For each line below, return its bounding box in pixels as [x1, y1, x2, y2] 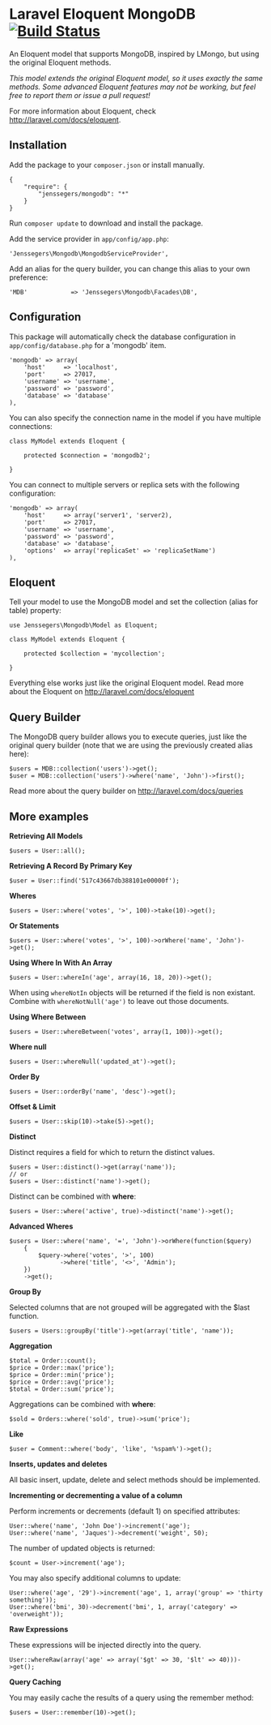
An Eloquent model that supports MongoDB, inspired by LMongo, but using [9, 49, 260, 58]
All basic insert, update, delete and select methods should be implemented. [9, 1475, 261, 1484]
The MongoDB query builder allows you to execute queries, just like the [9, 732, 248, 742]
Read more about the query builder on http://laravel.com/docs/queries [9, 786, 243, 796]
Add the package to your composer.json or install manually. [9, 160, 205, 169]
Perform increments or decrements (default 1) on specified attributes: [9, 1506, 241, 1516]
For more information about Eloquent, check [9, 106, 156, 116]
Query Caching [9, 1677, 61, 1687]
